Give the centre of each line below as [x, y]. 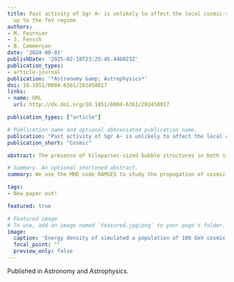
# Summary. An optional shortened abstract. [73, 168]
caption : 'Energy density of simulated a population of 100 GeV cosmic [120, 238]
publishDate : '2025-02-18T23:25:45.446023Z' [73, 59]
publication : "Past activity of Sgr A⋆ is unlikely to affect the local [115, 136]
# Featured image [32, 218]
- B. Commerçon [29, 46]
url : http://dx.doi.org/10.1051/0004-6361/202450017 [92, 105]
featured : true [29, 206]
